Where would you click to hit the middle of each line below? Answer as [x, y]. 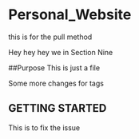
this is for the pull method [50, 37]
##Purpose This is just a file [54, 68]
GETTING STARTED [58, 108]
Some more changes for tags [56, 83]
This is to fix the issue [44, 127]
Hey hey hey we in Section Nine [61, 52]
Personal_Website [70, 15]
